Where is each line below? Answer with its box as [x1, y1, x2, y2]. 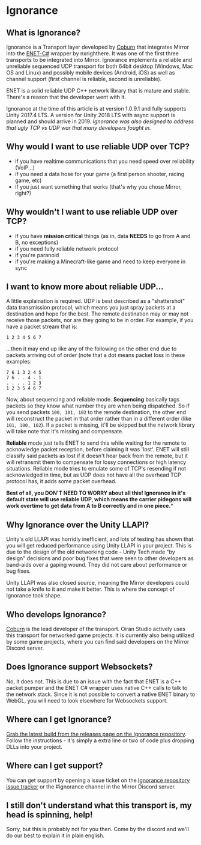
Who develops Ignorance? [6, 609, 107, 620]
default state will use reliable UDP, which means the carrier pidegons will [6, 496, 192, 503]
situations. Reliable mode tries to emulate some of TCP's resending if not [6, 465, 187, 472]
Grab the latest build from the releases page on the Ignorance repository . [6, 730, 187, 737]
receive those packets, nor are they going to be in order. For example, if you [6, 317, 194, 324]
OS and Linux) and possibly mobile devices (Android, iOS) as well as [6, 69, 175, 76]
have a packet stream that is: [6, 323, 78, 331]
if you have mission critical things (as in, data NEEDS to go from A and [14, 232, 191, 239]
